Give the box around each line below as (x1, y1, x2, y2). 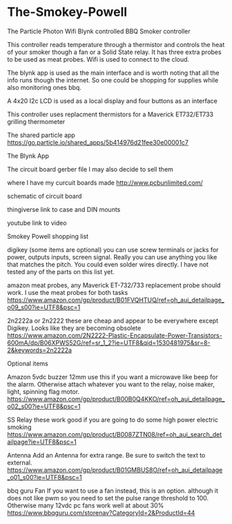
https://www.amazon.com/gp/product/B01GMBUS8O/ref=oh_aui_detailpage (7, 465, 223, 474)
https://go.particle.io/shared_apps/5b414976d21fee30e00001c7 (7, 138, 188, 146)
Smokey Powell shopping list (7, 232, 88, 240)
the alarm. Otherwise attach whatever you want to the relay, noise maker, (7, 380, 215, 388)
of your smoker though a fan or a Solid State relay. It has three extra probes (7, 48, 222, 56)
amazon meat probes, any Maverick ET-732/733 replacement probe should (7, 281, 221, 289)
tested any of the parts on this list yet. (7, 267, 115, 275)
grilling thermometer (7, 117, 66, 125)
